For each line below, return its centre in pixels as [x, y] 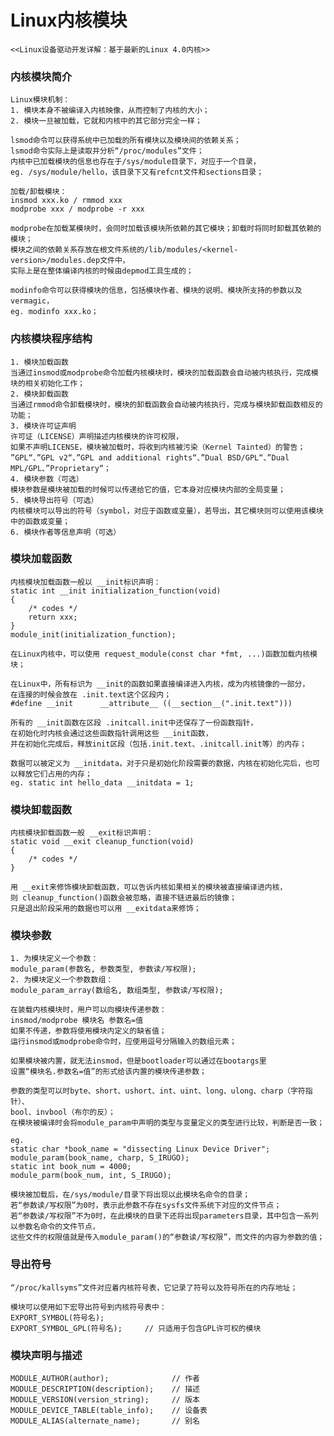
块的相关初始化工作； [47, 383]
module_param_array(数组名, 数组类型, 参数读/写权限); [117, 991]
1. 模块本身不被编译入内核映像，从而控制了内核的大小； [110, 111]
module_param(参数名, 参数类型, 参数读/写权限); [103, 969]
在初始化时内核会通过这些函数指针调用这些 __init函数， [111, 733]
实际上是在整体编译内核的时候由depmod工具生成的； [102, 271]
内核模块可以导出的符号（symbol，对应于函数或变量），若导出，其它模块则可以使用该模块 [167, 511]
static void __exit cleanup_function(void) [102, 842]
